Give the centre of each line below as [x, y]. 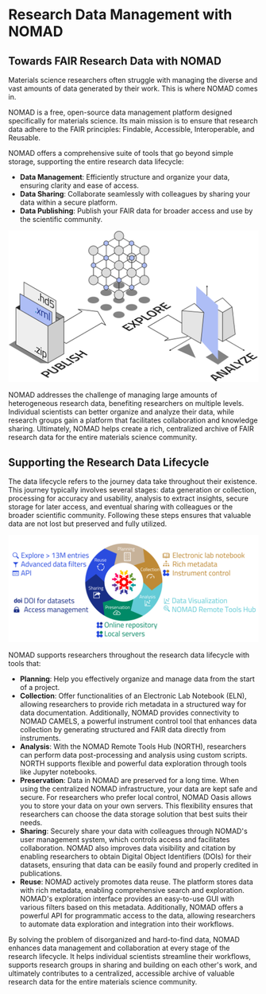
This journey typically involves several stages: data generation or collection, [132, 489]
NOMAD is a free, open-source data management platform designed [120, 112]
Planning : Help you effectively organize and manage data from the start [137, 679]
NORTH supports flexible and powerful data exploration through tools [133, 763]
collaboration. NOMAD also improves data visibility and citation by [128, 848]
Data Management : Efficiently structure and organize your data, [125, 177]
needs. [31, 822]
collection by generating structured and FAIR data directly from [123, 729]
